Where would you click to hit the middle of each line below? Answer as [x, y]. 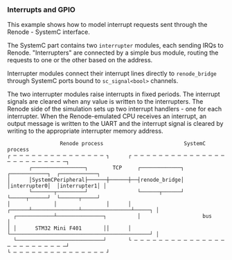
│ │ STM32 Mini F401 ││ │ [69, 229]
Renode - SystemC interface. [48, 32]
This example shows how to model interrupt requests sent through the [107, 25]
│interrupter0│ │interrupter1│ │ [57, 186]
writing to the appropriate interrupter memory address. [86, 131]
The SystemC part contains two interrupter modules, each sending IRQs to [115, 46]
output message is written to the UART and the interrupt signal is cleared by [115, 124]
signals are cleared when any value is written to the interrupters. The [105, 102]
